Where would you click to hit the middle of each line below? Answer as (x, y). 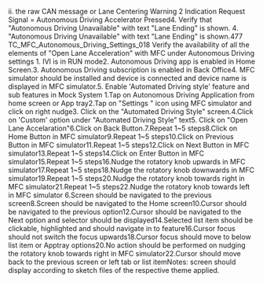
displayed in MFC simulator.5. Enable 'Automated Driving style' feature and (129, 86)
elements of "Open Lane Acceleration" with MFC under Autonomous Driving (131, 53)
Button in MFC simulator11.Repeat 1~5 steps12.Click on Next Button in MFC (129, 145)
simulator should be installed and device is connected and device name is (128, 78)
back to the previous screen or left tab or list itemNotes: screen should (122, 262)
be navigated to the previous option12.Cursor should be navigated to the (125, 212)
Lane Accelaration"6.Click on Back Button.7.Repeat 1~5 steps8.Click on (123, 128)
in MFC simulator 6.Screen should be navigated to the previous (110, 195)
